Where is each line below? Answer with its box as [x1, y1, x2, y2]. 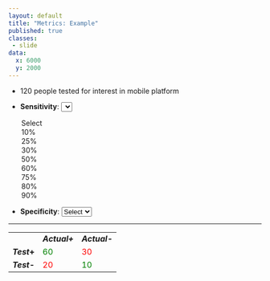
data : [8, 49, 27, 57]
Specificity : [19, 206, 60, 216]
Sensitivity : [19, 101, 59, 111]
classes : [8, 34, 38, 43]
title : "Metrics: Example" [8, 19, 99, 27]
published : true [8, 26, 63, 35]
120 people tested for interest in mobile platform [19, 86, 179, 96]
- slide [11, 42, 38, 50]
